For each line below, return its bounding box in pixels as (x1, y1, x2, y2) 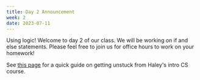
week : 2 (6, 15, 26, 21)
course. (6, 68, 26, 75)
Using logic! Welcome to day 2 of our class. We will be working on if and (6, 37, 188, 44)
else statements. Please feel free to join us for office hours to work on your (6, 43, 194, 50)
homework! (6, 50, 35, 57)
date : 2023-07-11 (6, 20, 51, 26)
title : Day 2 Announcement (6, 8, 75, 15)
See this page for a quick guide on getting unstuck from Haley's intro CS (6, 61, 188, 68)
